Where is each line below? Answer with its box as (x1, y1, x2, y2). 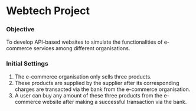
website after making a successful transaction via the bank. (42, 98, 187, 105)
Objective (6, 25, 35, 34)
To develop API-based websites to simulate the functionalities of (6, 38, 163, 45)
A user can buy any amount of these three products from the (14, 92, 163, 99)
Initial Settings (6, 60, 48, 68)
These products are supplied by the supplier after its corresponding (14, 79, 179, 86)
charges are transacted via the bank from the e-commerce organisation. (14, 86, 191, 93)
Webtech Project (6, 4, 90, 18)
